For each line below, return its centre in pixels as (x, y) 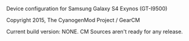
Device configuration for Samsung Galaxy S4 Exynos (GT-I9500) (87, 9)
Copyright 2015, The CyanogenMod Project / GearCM (73, 20)
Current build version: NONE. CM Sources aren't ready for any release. (94, 31)
